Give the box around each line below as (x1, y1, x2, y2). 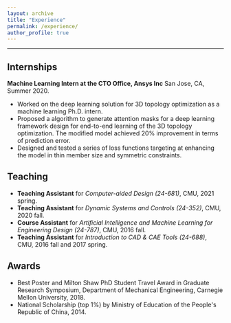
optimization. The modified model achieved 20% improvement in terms (16, 129, 219, 137)
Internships (7, 61, 58, 73)
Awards (7, 260, 41, 272)
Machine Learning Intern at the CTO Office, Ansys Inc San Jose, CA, (7, 80, 205, 88)
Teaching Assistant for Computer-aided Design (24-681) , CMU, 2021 (16, 189, 214, 197)
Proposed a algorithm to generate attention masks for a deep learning (16, 115, 215, 123)
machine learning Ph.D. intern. (16, 107, 103, 115)
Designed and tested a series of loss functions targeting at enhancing (16, 144, 215, 152)
